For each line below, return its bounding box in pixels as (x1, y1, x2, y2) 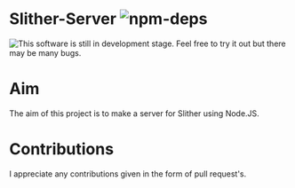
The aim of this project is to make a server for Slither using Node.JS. (9, 107, 259, 119)
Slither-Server (9, 9, 117, 29)
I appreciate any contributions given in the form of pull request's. (9, 168, 247, 179)
